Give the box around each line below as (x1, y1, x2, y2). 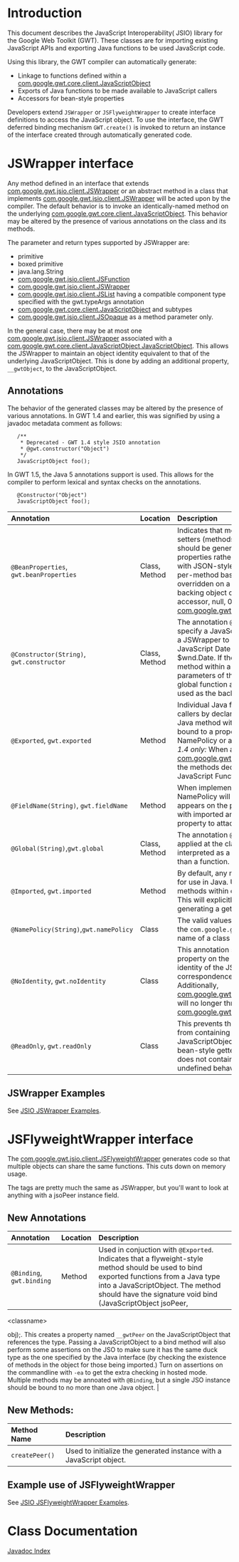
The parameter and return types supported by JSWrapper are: (7, 238, 190, 246)
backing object (177, 588, 228, 598)
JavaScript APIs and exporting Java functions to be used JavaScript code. (7, 43, 225, 52)
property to (177, 818, 216, 828)
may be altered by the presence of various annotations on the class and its (7, 217, 226, 225)
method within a (177, 661, 231, 671)
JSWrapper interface (7, 155, 134, 172)
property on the (177, 953, 230, 963)
